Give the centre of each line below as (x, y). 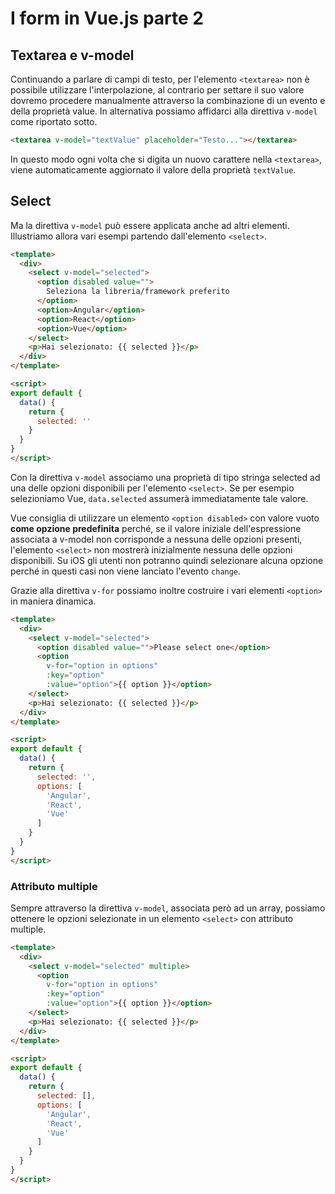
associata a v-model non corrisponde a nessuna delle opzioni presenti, (156, 539)
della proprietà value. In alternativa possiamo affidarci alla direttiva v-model (164, 111)
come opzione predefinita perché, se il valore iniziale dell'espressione (156, 528)
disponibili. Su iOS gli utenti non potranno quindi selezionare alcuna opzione (167, 560)
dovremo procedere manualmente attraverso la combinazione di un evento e (168, 100)
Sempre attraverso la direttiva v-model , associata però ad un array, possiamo (168, 908)
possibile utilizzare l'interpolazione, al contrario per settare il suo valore (157, 90)
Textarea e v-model (72, 55)
